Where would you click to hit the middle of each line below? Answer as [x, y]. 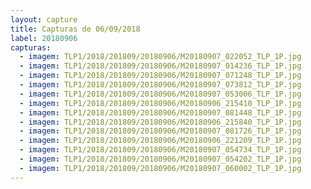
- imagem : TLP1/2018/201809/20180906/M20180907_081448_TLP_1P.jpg [160, 112]
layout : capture [44, 19]
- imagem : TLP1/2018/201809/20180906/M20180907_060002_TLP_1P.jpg [160, 168]
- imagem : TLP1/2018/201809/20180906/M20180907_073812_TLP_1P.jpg [160, 85]
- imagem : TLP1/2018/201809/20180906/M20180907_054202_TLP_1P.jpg [160, 159]
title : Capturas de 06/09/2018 [75, 29]
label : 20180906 [44, 38]
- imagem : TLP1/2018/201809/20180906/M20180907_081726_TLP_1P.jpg [160, 131]
